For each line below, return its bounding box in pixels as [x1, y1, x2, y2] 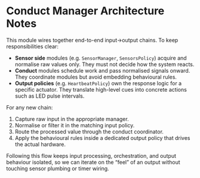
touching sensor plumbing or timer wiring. [6, 165, 109, 172]
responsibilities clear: [6, 43, 59, 50]
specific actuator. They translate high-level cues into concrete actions [14, 86, 187, 93]
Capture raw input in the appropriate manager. [14, 115, 130, 123]
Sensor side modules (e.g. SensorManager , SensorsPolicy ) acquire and [14, 54, 187, 61]
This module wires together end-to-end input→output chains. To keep [6, 36, 179, 43]
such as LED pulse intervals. [14, 92, 85, 99]
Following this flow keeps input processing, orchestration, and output [6, 152, 177, 159]
